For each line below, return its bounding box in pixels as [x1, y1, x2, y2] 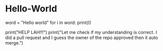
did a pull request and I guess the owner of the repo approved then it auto [5, 34, 158, 40]
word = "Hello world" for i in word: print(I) [5, 19, 92, 25]
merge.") [5, 39, 24, 45]
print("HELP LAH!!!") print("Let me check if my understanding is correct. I [5, 29, 157, 35]
